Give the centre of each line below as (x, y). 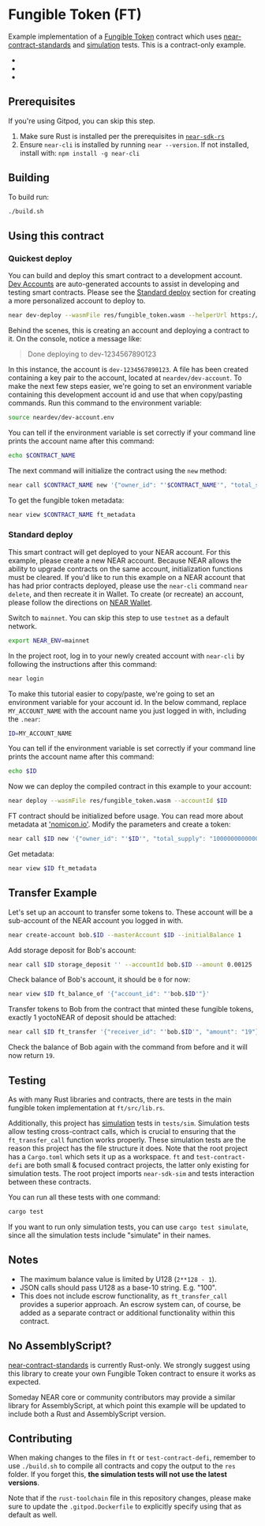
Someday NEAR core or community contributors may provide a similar (122, 1397)
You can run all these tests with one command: (84, 1197)
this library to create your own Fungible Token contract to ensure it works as (132, 1373)
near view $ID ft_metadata (52, 869)
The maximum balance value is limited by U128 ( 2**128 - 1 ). (118, 1279)
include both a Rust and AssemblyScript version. (87, 1414)
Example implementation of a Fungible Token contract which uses (115, 36)
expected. (24, 1381)
